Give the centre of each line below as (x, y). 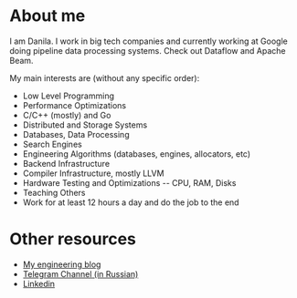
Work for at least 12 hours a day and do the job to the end (131, 202)
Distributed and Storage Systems (85, 125)
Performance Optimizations (74, 105)
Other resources (73, 239)
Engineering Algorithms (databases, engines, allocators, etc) (137, 154)
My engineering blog (62, 264)
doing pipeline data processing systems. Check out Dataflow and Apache (148, 50)
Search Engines (52, 144)
